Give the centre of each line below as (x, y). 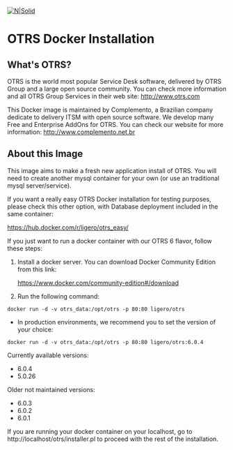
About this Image (45, 154)
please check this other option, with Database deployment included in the (113, 207)
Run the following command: (58, 296)
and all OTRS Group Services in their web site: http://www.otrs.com (104, 96)
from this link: (37, 269)
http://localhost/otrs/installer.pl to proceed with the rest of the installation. (113, 439)
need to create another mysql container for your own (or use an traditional (113, 178)
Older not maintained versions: (51, 389)
